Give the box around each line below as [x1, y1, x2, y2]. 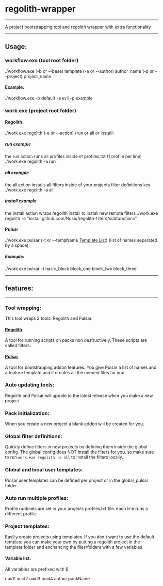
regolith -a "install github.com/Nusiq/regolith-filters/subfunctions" [5, 215, 137, 221]
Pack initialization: [5, 410, 49, 416]
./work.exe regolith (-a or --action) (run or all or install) [5, 130, 114, 136]
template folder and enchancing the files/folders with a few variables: [5, 544, 144, 550]
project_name [23, 73, 51, 79]
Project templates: [5, 523, 49, 529]
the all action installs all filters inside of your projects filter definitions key [5, 182, 151, 188]
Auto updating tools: [5, 381, 55, 388]
